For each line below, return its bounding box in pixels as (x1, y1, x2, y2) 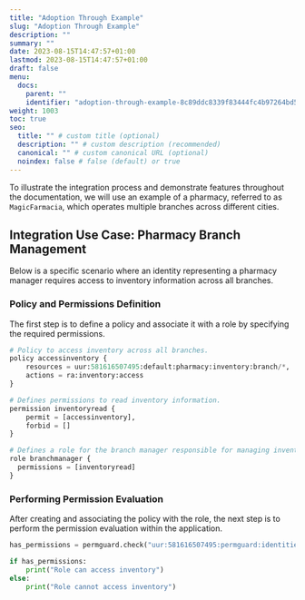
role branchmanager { (9, 455, 92, 464)
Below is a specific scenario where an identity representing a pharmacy (9, 265, 278, 277)
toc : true (9, 114, 47, 123)
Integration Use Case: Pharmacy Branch (9, 227, 241, 242)
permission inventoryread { (9, 404, 116, 413)
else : (9, 574, 30, 583)
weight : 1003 (9, 106, 59, 115)
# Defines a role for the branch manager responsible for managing (9, 446, 271, 455)
